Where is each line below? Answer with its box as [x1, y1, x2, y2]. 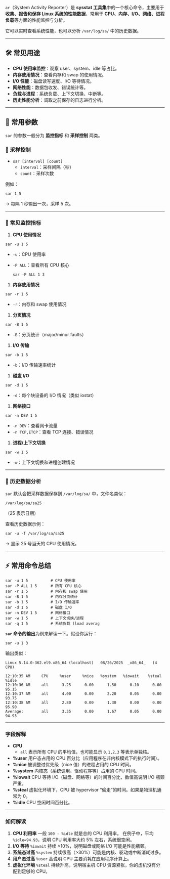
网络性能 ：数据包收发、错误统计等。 [12, 84, 89, 90]
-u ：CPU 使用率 [12, 251, 46, 257]
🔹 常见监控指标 [5, 219, 41, 226]
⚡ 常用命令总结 [5, 561, 52, 570]
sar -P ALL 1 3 [12, 272, 45, 277]
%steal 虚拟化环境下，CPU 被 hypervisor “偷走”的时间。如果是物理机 [12, 786, 157, 793]
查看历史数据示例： [5, 520, 46, 527]
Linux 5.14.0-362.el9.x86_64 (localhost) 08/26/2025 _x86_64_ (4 [5, 661, 157, 666]
